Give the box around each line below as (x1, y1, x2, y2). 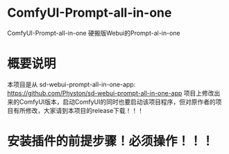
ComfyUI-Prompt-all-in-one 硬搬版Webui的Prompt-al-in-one (7, 29, 180, 37)
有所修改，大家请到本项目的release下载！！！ (12, 106, 144, 114)
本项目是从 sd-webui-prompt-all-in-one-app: (7, 80, 136, 88)
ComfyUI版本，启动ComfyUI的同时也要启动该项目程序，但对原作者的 (19, 98, 217, 106)
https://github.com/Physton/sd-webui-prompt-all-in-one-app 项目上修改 (7, 88, 214, 97)
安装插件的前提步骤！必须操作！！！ (7, 134, 214, 149)
